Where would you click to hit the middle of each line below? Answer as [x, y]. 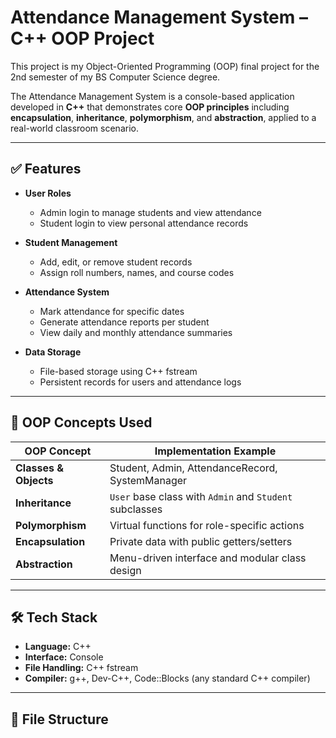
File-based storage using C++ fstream [118, 371]
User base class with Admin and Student [201, 496]
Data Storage [53, 352]
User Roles [48, 193]
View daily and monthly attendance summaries [136, 332]
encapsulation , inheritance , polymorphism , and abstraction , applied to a [163, 117]
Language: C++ [58, 647]
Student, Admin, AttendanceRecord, [193, 468]
